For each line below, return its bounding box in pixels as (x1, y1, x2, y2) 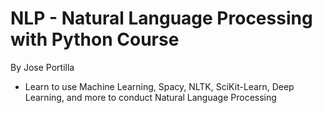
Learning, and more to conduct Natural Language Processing (24, 91, 277, 103)
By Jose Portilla (10, 61, 75, 73)
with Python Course (10, 28, 180, 51)
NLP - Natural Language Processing (10, 7, 313, 30)
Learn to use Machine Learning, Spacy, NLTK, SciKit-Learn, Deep (24, 80, 295, 92)
